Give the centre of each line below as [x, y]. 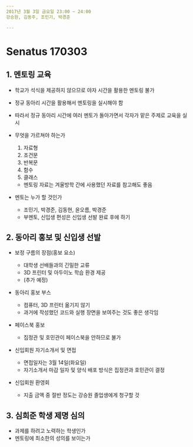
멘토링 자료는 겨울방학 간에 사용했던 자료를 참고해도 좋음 [88, 184]
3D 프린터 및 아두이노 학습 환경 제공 [64, 273]
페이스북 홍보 [30, 325]
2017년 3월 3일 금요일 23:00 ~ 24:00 [49, 12]
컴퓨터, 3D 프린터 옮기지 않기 [56, 305]
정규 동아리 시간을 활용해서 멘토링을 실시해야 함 [69, 102]
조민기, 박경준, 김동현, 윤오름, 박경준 [65, 210]
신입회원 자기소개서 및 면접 [45, 350]
